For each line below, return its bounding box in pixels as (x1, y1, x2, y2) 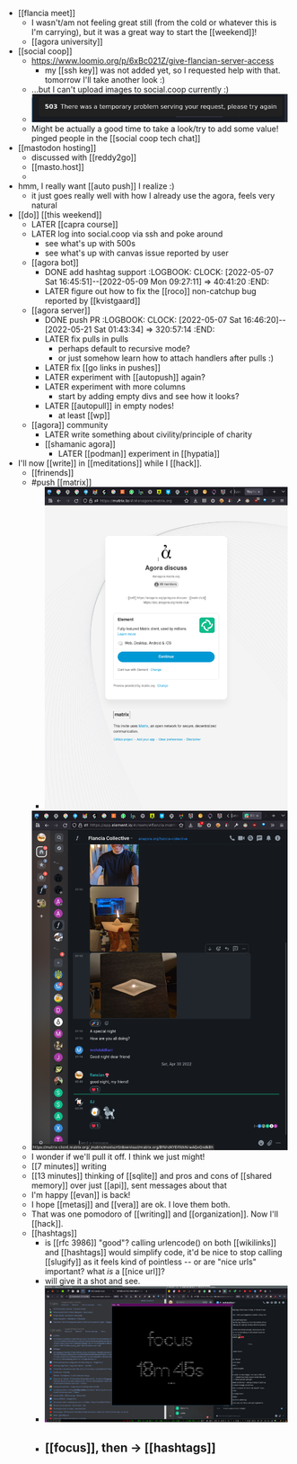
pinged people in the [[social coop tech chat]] (31, 132, 201, 143)
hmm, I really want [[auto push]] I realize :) (17, 180, 175, 192)
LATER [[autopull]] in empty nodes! (44, 400, 175, 411)
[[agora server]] (31, 305, 91, 316)
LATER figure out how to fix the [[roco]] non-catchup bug (44, 285, 257, 296)
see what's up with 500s (44, 237, 136, 248)
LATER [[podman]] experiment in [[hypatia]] (57, 448, 220, 459)
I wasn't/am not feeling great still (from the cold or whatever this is (31, 17, 277, 28)
